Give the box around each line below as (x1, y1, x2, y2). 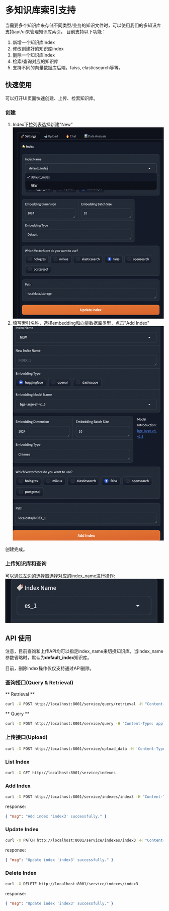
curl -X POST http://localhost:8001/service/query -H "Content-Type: (5, 721, 154, 726)
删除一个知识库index (12, 52, 55, 58)
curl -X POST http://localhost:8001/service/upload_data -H (5, 746, 134, 751)
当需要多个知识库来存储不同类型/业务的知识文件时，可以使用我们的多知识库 (5, 22, 161, 28)
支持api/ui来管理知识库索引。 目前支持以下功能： (5, 28, 107, 34)
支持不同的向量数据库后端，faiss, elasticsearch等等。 (12, 64, 123, 71)
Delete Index (5, 869, 37, 876)
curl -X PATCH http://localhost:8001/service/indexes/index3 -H (5, 838, 143, 843)
